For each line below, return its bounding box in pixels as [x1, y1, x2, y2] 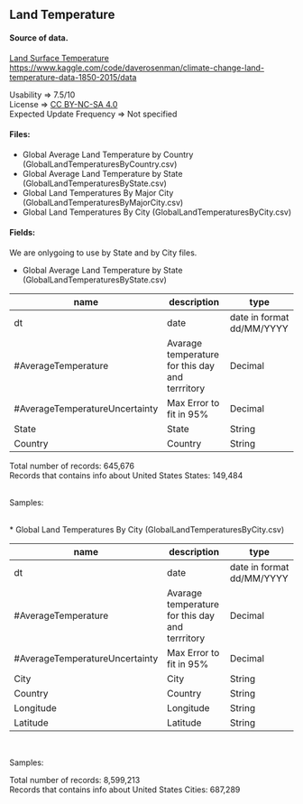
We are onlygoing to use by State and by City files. [9, 247, 197, 258]
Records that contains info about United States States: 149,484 [9, 470, 243, 481]
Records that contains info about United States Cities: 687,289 [9, 784, 241, 795]
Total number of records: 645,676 [9, 460, 135, 471]
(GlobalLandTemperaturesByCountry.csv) [22, 158, 178, 170]
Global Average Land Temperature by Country [22, 149, 194, 160]
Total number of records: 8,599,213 [9, 775, 141, 785]
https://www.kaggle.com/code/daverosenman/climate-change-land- [9, 62, 264, 73]
